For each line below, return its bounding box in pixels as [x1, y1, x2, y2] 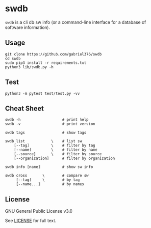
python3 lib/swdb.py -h [5, 64, 54, 69]
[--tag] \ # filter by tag [14, 143, 96, 148]
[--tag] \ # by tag [16, 177, 80, 182]
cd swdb [5, 56, 21, 61]
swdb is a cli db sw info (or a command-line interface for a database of [5, 19, 146, 25]
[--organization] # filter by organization [14, 156, 115, 161]
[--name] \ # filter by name [14, 147, 98, 152]
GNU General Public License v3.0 [5, 208, 73, 214]
